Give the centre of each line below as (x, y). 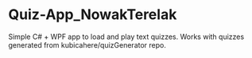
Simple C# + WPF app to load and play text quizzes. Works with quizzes (126, 37)
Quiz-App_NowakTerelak (93, 15)
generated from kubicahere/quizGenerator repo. (87, 44)
